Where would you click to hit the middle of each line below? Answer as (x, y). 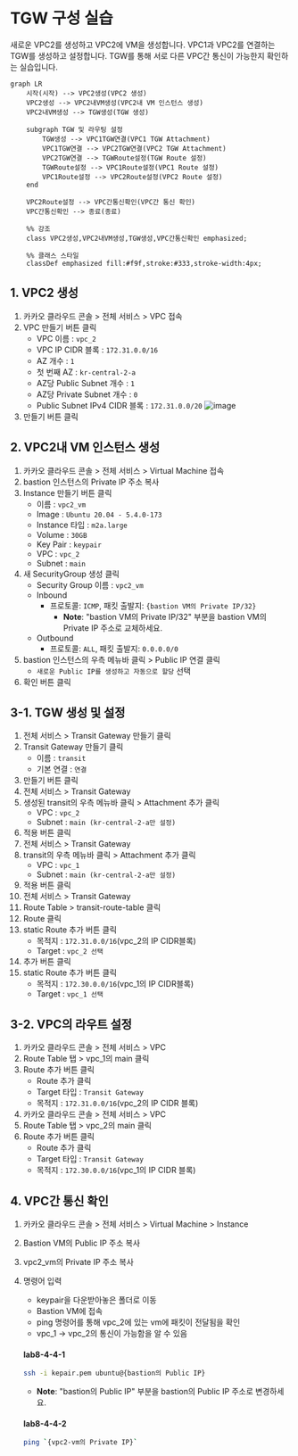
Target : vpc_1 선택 (70, 994)
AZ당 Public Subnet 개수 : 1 (86, 383)
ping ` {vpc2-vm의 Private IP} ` (80, 1443)
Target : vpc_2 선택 (70, 951)
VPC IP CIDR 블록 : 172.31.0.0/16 (97, 350)
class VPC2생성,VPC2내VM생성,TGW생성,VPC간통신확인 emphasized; (137, 238)
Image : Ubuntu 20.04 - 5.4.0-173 (99, 514)
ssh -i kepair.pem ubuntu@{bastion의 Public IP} (114, 1373)
